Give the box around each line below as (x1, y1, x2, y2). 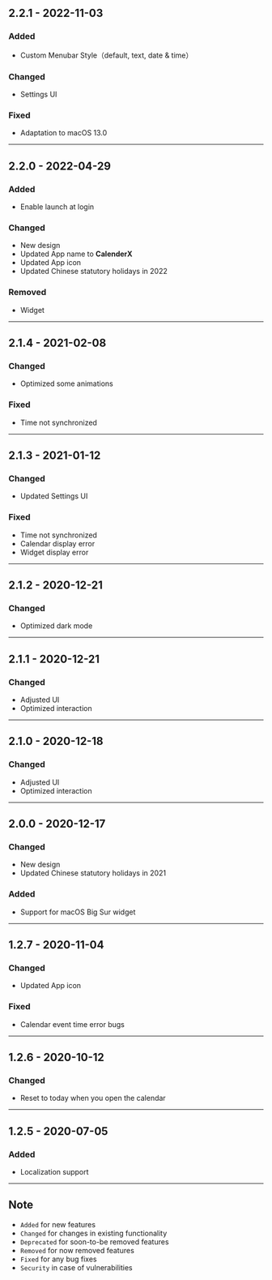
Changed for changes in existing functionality (19, 1228, 168, 1238)
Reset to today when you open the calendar (19, 1094, 166, 1103)
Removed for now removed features (19, 1245, 135, 1255)
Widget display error (19, 547, 89, 557)
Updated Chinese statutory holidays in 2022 (19, 267, 168, 276)
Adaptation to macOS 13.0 (19, 128, 108, 138)
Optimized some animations (19, 379, 113, 388)
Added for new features (19, 1219, 96, 1229)
